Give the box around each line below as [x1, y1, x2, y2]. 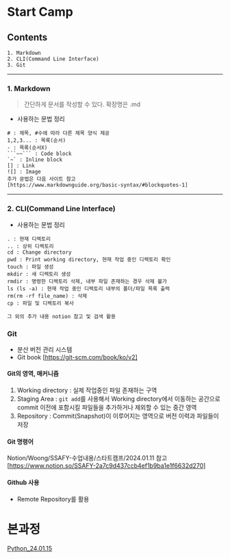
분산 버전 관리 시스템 [16, 345, 73, 353]
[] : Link [7, 163, 36, 169]
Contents [7, 32, 48, 43]
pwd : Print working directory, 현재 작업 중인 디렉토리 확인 [7, 256, 171, 263]
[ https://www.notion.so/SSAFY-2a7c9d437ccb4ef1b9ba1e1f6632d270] [7, 462, 206, 470]
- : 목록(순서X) [7, 145, 48, 152]
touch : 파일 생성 [7, 263, 54, 270]
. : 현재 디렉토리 [7, 235, 51, 242]
